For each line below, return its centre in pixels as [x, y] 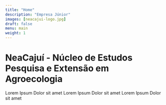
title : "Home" [20, 10]
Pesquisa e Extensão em [57, 68]
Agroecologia [34, 79]
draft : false [19, 24]
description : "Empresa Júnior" [38, 14]
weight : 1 [16, 33]
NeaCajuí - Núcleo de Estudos [69, 58]
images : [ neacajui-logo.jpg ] [36, 19]
